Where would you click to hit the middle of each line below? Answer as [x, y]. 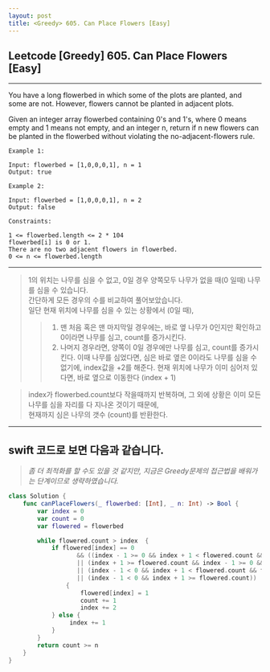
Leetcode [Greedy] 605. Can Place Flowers [118, 56]
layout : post [30, 16]
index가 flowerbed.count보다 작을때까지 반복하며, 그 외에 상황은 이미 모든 [144, 395]
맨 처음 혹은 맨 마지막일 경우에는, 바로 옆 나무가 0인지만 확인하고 [161, 327]
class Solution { [37, 496]
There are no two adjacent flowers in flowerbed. [93, 250]
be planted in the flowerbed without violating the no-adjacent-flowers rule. [132, 137]
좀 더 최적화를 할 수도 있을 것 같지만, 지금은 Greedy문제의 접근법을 [132, 471]
